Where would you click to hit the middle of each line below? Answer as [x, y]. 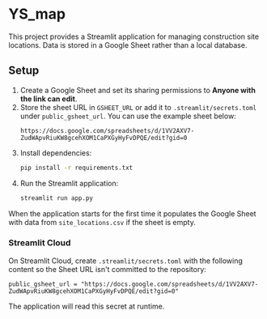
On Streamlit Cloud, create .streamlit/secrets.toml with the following [125, 261]
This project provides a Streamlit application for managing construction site [134, 36]
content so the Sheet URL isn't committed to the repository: [107, 269]
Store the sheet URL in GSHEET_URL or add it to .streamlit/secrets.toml [138, 107]
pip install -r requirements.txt [76, 168]
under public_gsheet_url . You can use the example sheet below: [128, 116]
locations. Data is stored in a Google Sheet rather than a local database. [128, 45]
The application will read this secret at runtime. [87, 306]
